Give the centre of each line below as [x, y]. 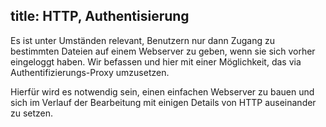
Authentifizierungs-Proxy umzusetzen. [90, 72]
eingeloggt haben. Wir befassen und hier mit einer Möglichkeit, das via [156, 61]
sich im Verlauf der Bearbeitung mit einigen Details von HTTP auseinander [163, 102]
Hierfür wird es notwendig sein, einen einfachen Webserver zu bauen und [162, 91]
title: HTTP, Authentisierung [100, 16]
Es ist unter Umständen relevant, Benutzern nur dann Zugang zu [143, 40]
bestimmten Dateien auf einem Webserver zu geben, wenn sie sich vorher [163, 51]
